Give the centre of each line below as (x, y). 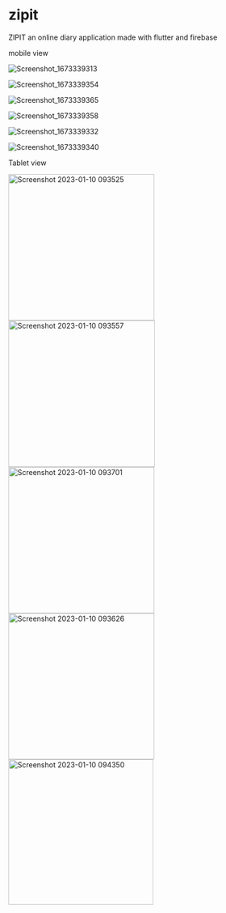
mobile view (28, 53)
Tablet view (27, 163)
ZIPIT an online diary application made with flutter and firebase (113, 37)
